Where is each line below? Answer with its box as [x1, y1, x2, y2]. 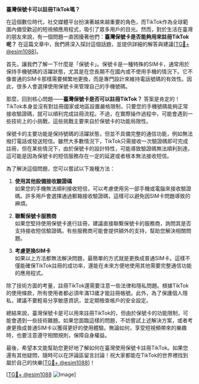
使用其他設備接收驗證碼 [14, 178, 72, 184]
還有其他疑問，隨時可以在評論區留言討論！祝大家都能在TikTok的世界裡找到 [6, 352, 188, 359]
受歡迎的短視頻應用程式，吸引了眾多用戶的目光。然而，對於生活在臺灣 [21, 26, 193, 33]
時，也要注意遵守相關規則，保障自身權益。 [6, 332, 110, 338]
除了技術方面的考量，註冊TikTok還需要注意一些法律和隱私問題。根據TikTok [6, 282, 189, 289]
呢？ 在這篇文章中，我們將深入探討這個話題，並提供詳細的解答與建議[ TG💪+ [6, 41, 190, 47]
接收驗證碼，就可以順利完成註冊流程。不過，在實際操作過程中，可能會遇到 [6, 110, 188, 117]
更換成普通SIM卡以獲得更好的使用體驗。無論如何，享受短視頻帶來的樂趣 [11, 324, 187, 331]
